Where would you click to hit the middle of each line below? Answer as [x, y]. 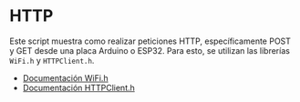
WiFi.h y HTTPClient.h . [52, 60]
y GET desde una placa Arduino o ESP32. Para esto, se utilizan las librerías [150, 50]
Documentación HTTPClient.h [78, 87]
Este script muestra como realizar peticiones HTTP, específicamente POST [150, 41]
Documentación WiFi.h [65, 77]
